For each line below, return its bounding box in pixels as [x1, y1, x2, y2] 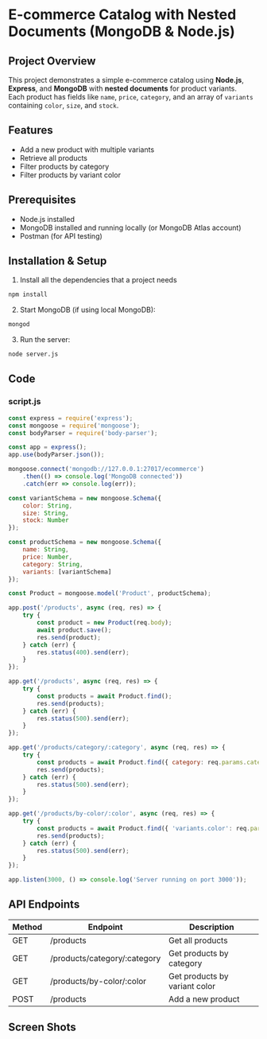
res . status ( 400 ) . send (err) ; [37, 648, 130, 656]
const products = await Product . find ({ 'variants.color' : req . [37, 824, 250, 832]
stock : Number [22, 516, 69, 524]
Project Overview [8, 54, 96, 68]
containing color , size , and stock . [8, 101, 119, 110]
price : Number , [22, 553, 73, 561]
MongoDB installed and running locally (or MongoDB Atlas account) [19, 223, 242, 232]
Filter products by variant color [19, 169, 122, 180]
